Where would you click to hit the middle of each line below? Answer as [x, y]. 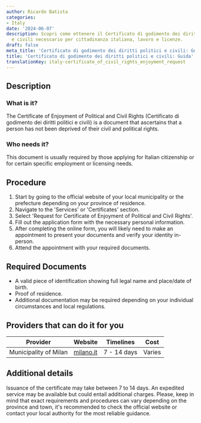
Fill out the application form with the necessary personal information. [100, 223]
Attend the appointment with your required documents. [83, 248]
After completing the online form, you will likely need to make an [94, 229]
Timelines [121, 342]
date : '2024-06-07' [31, 28]
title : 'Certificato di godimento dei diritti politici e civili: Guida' [100, 56]
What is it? [22, 103]
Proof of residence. [39, 294]
